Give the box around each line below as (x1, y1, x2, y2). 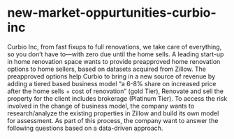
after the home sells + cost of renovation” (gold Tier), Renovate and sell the (7, 87, 224, 95)
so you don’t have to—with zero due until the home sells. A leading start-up (7, 50, 224, 58)
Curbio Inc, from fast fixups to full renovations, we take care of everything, (7, 42, 222, 51)
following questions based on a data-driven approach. (7, 124, 163, 132)
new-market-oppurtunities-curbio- (7, 5, 217, 21)
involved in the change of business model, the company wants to (7, 101, 195, 110)
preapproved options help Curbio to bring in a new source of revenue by (7, 72, 216, 81)
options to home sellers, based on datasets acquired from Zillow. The (7, 65, 206, 73)
